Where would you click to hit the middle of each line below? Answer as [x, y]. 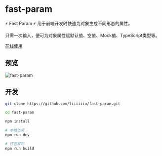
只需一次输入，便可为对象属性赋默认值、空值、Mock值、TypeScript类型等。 [82, 35]
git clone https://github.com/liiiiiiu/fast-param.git [63, 104]
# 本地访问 [15, 130]
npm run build [20, 148]
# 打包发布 [15, 144]
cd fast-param [20, 113]
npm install [17, 121]
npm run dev [17, 135]
